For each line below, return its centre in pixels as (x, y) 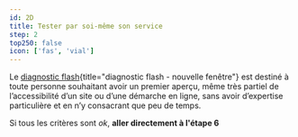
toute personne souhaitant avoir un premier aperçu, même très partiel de (144, 87)
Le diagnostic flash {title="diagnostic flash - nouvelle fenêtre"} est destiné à (149, 77)
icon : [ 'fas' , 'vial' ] (52, 51)
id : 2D (22, 18)
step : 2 (24, 34)
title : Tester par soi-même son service (86, 26)
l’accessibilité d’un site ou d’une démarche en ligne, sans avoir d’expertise (146, 96)
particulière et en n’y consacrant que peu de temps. (105, 105)
